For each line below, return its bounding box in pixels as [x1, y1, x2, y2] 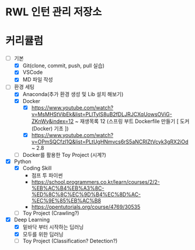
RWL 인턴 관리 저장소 [5, 5, 102, 19]
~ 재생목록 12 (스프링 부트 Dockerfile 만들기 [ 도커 [75, 118, 190, 125]
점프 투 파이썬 [31, 172, 63, 179]
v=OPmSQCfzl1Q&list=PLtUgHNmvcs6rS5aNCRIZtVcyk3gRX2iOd [31, 138, 189, 145]
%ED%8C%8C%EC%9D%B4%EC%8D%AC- [31, 191, 141, 198]
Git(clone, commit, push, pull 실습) [22, 62, 105, 69]
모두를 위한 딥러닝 [22, 231, 64, 238]
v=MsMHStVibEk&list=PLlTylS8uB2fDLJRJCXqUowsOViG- [31, 111, 173, 118]
